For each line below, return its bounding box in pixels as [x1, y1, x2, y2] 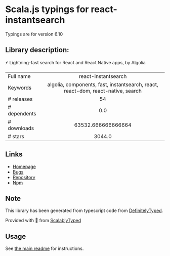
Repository [12, 174, 35, 180]
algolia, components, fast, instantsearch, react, [47, 81, 158, 88]
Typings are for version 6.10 [5, 31, 63, 37]
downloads [8, 124, 34, 132]
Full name [8, 72, 31, 79]
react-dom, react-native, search [64, 87, 142, 94]
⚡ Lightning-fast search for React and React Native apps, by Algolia [5, 59, 146, 65]
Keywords [8, 84, 32, 91]
